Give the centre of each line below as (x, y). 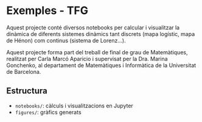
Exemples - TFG (47, 11)
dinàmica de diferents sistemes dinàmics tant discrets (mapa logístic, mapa (101, 34)
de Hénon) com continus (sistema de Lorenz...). (66, 40)
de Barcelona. (24, 71)
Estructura (27, 91)
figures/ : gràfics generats (48, 112)
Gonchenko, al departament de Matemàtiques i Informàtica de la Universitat (101, 65)
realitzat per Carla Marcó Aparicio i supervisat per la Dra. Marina (87, 59)
